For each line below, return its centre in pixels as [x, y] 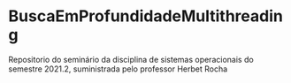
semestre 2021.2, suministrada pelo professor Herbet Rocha [118, 69]
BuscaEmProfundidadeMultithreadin [146, 16]
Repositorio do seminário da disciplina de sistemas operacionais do [131, 59]
